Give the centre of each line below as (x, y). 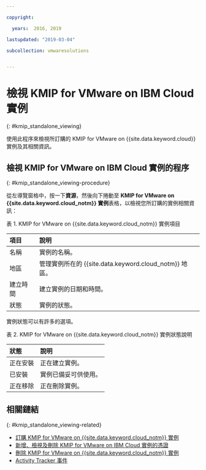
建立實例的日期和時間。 (73, 289)
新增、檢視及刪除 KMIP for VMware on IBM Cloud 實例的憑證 (92, 445)
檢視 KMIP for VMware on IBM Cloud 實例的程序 (98, 168)
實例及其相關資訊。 (31, 146)
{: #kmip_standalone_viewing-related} (54, 425)
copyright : (20, 17)
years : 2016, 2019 (37, 28)
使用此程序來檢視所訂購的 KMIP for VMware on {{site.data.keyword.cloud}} (101, 139)
